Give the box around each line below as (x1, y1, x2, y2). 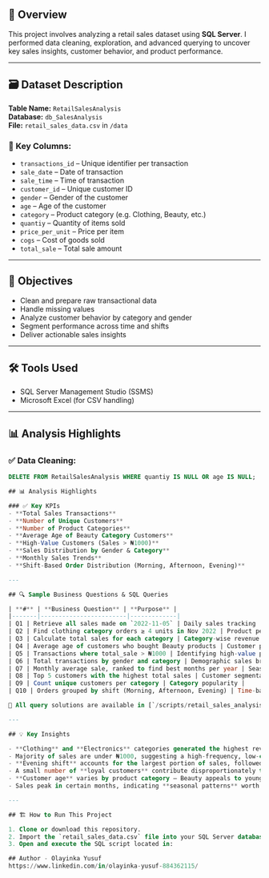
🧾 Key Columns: (8, 140, 72, 151)
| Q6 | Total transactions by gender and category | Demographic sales (8, 657, 252, 665)
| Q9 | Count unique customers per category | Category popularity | (8, 679, 246, 687)
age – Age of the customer (19, 201, 106, 211)
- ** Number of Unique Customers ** (8, 517, 124, 525)
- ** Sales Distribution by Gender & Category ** (8, 546, 171, 555)
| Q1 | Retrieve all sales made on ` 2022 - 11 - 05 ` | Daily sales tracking (8, 620, 256, 628)
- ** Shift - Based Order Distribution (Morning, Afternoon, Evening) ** (8, 562, 246, 570)
